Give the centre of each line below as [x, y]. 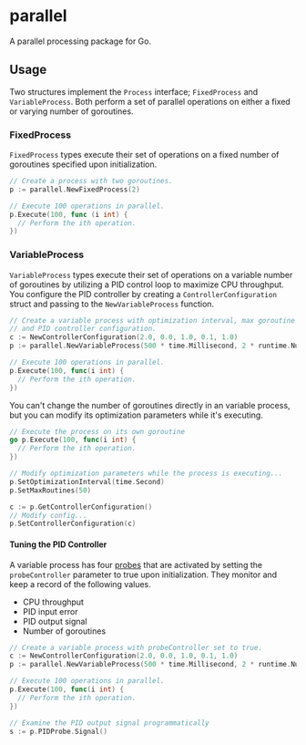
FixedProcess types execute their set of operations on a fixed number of [144, 155]
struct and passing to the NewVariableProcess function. [112, 304]
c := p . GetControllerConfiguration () [81, 507]
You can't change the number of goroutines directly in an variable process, [150, 405]
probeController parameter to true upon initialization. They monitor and [143, 574]
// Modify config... [49, 515]
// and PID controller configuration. [83, 329]
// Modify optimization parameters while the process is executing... [146, 474]
